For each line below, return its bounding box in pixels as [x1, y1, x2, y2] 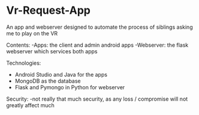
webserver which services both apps [6, 47, 98, 55]
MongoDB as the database [14, 77, 81, 84]
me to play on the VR [6, 29, 58, 37]
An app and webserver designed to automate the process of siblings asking [6, 23, 193, 31]
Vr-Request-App [6, 4, 91, 17]
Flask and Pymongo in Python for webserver [14, 83, 125, 90]
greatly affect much [6, 101, 55, 108]
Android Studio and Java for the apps [14, 71, 108, 78]
